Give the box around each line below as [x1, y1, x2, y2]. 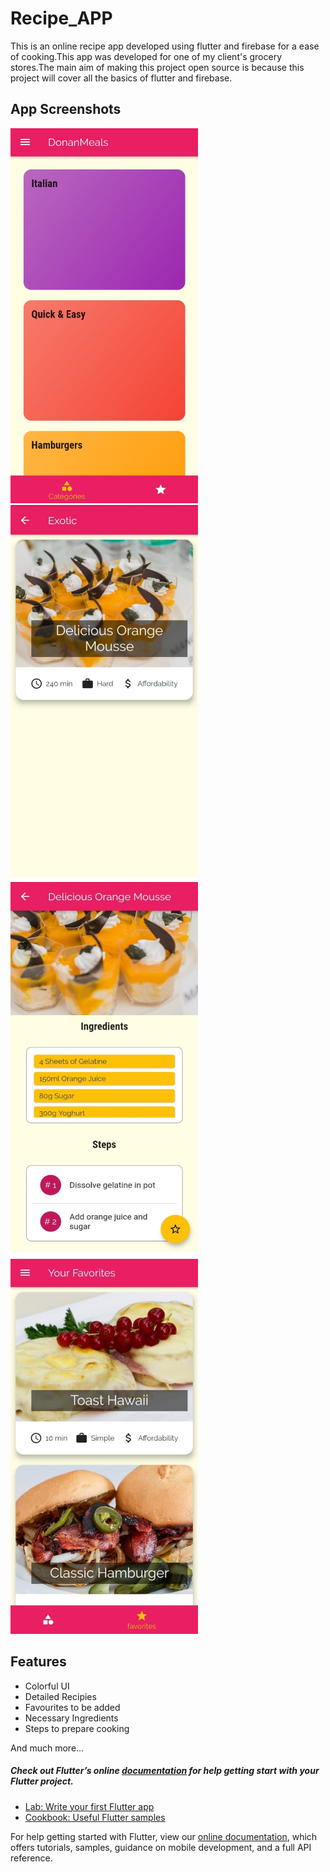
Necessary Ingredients [24, 1712, 119, 1724]
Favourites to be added [24, 1701, 121, 1713]
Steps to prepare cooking [24, 1722, 130, 1734]
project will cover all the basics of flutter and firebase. [10, 72, 233, 84]
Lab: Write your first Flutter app [24, 1800, 155, 1812]
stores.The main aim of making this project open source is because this [10, 61, 305, 73]
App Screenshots [10, 101, 122, 118]
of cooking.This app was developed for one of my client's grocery [10, 50, 283, 62]
